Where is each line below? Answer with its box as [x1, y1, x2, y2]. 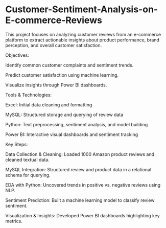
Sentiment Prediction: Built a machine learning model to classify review [5, 197, 155, 203]
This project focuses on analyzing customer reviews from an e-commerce [5, 31, 161, 37]
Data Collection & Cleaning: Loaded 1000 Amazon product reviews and [5, 151, 155, 157]
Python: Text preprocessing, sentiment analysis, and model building [5, 121, 148, 127]
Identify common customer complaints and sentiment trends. [5, 62, 134, 68]
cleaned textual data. [5, 156, 50, 163]
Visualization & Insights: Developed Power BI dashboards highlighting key [5, 212, 160, 218]
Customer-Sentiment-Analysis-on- [5, 4, 158, 15]
